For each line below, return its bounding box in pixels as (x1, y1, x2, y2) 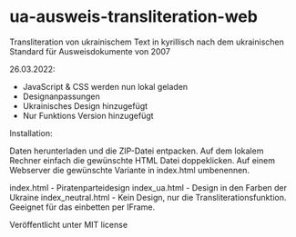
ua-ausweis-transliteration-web (9, 6, 258, 27)
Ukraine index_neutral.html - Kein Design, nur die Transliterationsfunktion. (9, 192, 287, 202)
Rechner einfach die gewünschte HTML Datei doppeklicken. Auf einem (9, 154, 276, 165)
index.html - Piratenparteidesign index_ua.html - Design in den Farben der (9, 182, 288, 193)
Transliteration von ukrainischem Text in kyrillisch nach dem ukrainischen (9, 36, 284, 47)
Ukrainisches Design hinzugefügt (22, 100, 148, 111)
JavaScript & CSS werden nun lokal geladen (22, 81, 189, 92)
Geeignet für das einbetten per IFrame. (9, 202, 156, 212)
